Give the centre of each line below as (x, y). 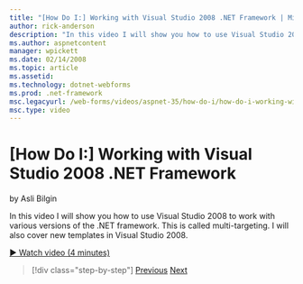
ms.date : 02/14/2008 (48, 60)
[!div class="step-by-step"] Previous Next (109, 270)
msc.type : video (40, 110)
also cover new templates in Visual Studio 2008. (99, 235)
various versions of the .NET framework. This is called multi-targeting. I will (149, 225)
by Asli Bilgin (33, 198)
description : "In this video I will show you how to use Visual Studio (147, 34)
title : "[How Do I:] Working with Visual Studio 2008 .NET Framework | (147, 18)
